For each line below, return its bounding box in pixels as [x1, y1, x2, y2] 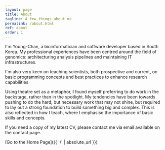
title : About [5, 12, 32, 17]
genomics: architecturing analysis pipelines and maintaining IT [5, 54, 132, 60]
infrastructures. [5, 60, 37, 65]
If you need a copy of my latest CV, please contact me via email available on [5, 124, 160, 130]
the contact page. [5, 130, 41, 135]
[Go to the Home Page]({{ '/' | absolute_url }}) [5, 139, 98, 145]
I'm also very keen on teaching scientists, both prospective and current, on [5, 69, 158, 74]
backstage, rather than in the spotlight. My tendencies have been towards [5, 94, 156, 100]
